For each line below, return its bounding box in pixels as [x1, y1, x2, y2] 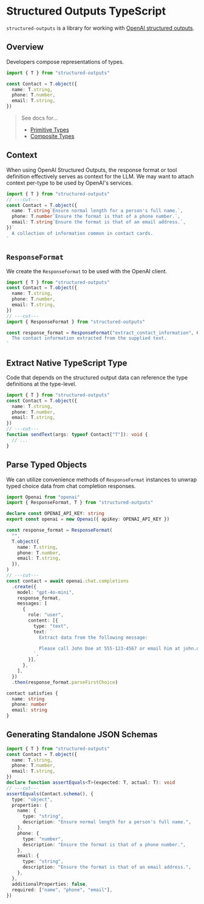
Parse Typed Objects [6, 460, 87, 470]
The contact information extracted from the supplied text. [12, 335, 167, 341]
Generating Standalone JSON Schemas [6, 730, 158, 740]
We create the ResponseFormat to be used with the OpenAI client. [6, 267, 168, 274]
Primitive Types [30, 126, 69, 133]
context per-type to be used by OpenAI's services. [6, 179, 134, 186]
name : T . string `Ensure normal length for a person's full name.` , [12, 208, 183, 214]
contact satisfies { [6, 690, 59, 696]
